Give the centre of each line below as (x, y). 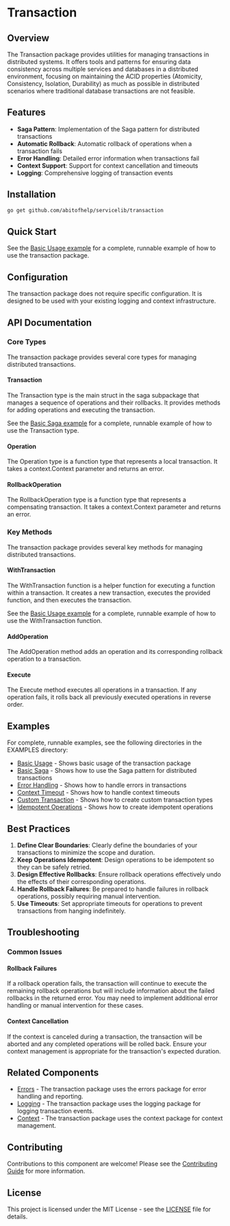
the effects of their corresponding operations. (81, 881)
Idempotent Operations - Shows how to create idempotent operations (115, 807)
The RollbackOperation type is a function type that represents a (97, 500)
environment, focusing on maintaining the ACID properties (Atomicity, (105, 76)
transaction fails (40, 151)
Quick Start (32, 231)
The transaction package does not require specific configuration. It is (105, 294)
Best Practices (39, 829)
